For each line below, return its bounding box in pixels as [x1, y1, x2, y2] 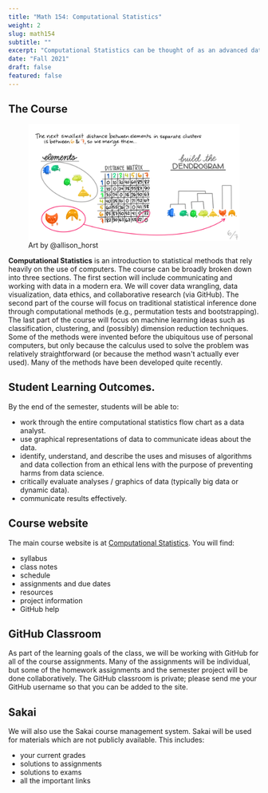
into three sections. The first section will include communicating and [8, 272, 233, 282]
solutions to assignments [19, 759, 102, 769]
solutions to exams [19, 767, 82, 777]
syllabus [19, 553, 48, 562]
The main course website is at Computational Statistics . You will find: [8, 538, 235, 547]
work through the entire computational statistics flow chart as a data [19, 417, 245, 427]
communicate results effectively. [19, 493, 128, 503]
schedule [19, 570, 51, 580]
